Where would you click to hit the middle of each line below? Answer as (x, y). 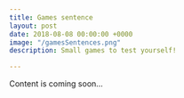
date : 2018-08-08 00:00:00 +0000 (71, 34)
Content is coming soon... (56, 84)
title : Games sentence (51, 17)
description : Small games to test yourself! (93, 51)
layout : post (33, 26)
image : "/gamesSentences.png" (65, 42)
